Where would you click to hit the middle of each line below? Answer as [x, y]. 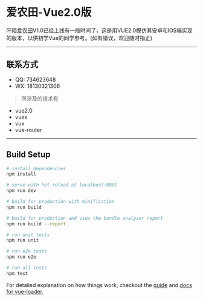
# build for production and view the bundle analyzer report [85, 218]
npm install [21, 174]
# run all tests [27, 268]
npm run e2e [21, 257]
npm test [17, 273]
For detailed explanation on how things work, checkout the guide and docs [99, 285]
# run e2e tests [27, 251]
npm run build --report [36, 224]
